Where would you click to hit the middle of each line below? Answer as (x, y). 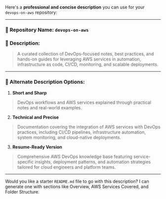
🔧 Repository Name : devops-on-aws (47, 30)
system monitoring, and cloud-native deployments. (69, 137)
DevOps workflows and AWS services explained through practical (84, 102)
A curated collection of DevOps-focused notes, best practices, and (85, 54)
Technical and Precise (36, 117)
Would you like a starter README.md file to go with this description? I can (77, 181)
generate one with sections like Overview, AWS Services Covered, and (77, 186)
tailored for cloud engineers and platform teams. (66, 167)
